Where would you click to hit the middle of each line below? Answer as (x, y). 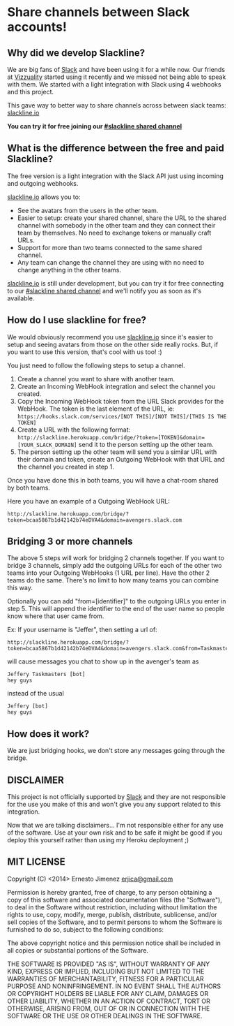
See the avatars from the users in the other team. (88, 210)
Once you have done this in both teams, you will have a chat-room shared (113, 480)
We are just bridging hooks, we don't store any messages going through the (116, 751)
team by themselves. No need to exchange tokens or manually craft (114, 233)
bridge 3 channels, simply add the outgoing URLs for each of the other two (115, 566)
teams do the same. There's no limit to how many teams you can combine (113, 580)
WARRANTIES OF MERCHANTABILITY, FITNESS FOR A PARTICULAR (106, 979)
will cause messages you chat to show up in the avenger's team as (103, 661)
